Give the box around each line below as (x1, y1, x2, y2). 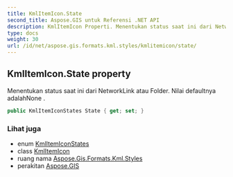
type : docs (7, 29, 39, 37)
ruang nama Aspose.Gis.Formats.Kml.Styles (17, 154, 143, 162)
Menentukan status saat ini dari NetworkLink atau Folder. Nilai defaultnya (7, 86, 216, 94)
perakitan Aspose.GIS (17, 161, 80, 170)
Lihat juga (7, 124, 42, 133)
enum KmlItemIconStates (17, 140, 89, 148)
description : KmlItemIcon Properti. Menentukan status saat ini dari (7, 23, 213, 30)
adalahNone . (7, 94, 46, 102)
